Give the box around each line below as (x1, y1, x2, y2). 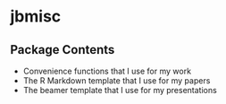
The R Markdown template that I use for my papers (22, 75, 211, 86)
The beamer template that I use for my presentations (22, 85, 217, 95)
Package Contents (10, 42, 115, 57)
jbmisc (10, 6, 62, 27)
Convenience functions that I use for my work (22, 65, 191, 76)
